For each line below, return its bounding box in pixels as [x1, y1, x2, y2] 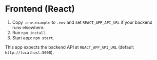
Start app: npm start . [12, 35, 55, 41]
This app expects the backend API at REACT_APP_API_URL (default [5, 44, 134, 50]
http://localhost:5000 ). [5, 49, 54, 55]
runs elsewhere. [12, 24, 45, 30]
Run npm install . [12, 30, 47, 35]
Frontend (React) [5, 3, 75, 15]
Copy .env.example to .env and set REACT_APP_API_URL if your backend [12, 19, 153, 25]
